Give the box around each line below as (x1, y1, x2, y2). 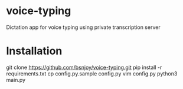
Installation (6, 44, 63, 58)
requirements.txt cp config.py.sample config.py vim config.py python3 (6, 70, 178, 77)
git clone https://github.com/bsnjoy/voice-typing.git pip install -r (6, 64, 162, 71)
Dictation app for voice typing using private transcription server (6, 24, 161, 31)
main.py (6, 76, 25, 83)
